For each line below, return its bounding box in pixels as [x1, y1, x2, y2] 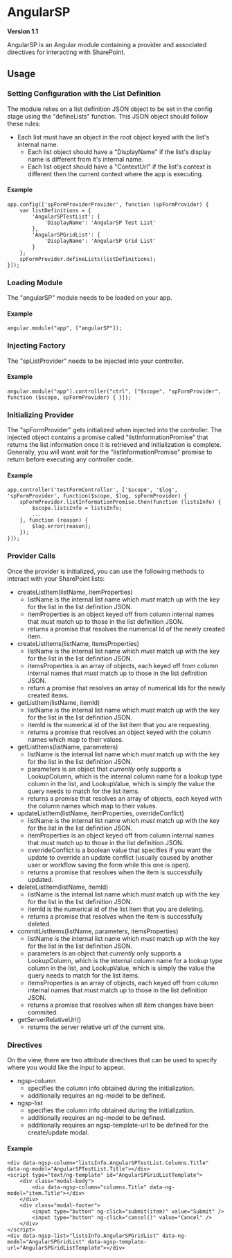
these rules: [7, 119, 42, 128]
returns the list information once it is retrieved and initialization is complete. [7, 441, 222, 449]
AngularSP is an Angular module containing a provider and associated [7, 40, 207, 49]
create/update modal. [27, 1128, 89, 1137]
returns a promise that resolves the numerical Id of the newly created [27, 624, 225, 633]
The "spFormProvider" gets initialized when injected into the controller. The [7, 426, 222, 434]
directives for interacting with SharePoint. [7, 48, 126, 56]
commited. [27, 1008, 59, 1017]
